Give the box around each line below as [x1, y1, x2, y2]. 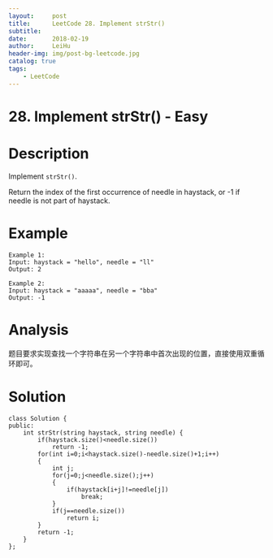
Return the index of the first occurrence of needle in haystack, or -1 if [8, 187, 240, 197]
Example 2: [8, 279, 45, 288]
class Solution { [8, 414, 67, 422]
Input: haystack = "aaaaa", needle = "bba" [8, 286, 158, 295]
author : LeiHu [8, 42, 71, 50]
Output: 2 [8, 265, 42, 273]
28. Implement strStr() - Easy [8, 107, 209, 126]
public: [8, 422, 35, 430]
